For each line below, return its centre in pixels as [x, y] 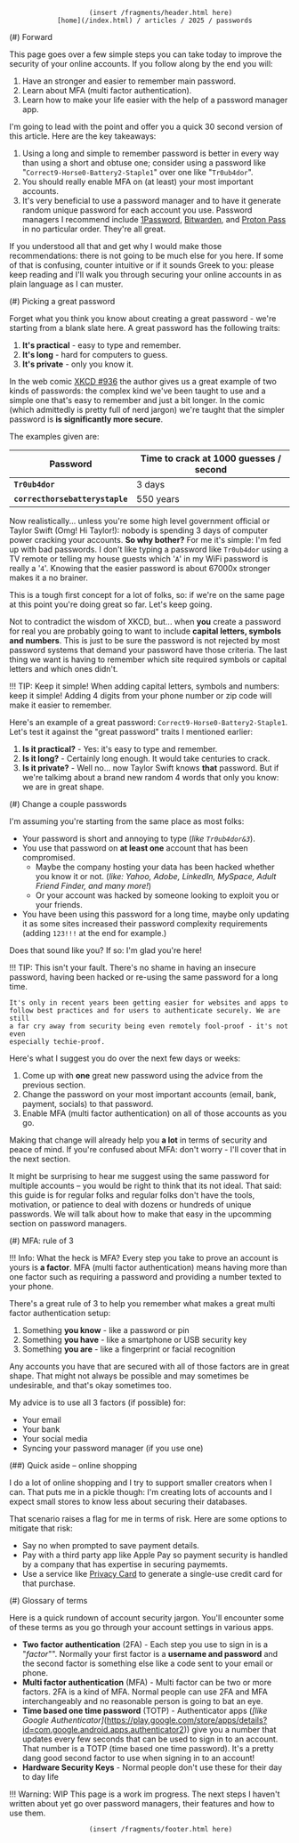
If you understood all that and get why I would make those [116, 246]
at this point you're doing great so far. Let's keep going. [111, 604]
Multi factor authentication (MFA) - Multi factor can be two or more [147, 1682]
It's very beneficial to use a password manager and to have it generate [152, 201]
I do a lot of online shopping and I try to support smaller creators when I [141, 1483]
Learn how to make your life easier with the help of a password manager [155, 100]
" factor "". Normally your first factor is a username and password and [150, 1654]
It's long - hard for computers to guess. [95, 355]
